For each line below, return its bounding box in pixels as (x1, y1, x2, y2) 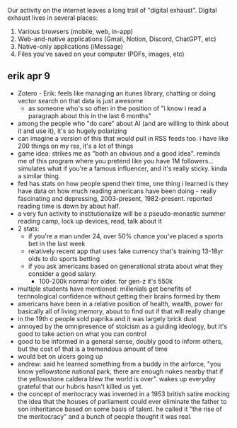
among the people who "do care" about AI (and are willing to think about (17, 119, 229, 127)
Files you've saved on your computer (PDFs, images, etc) (17, 50, 185, 58)
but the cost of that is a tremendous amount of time (17, 345, 168, 353)
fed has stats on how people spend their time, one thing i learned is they (17, 179, 229, 187)
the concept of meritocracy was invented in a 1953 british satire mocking (17, 389, 230, 398)
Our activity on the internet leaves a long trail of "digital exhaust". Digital (7, 6, 217, 14)
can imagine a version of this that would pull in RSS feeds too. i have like (17, 134, 229, 142)
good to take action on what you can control (17, 329, 147, 338)
